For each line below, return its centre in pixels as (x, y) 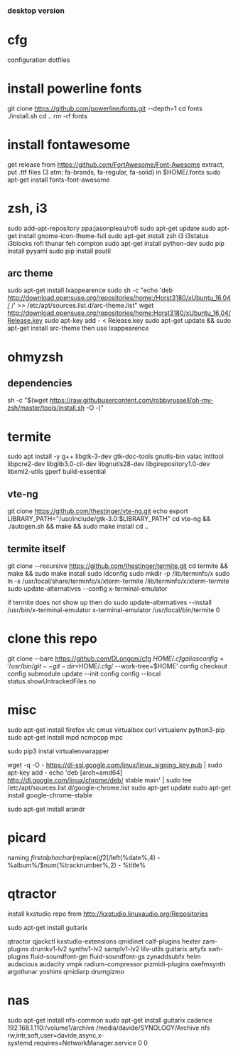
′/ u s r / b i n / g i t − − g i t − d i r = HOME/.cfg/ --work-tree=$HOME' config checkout (117, 666)
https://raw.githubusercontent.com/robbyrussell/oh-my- (131, 401)
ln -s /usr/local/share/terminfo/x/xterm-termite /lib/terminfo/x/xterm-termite (118, 581)
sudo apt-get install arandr (46, 809)
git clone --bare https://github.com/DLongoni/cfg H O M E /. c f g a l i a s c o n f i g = (116, 658)
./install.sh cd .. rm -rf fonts (47, 115)
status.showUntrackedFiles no (52, 681)
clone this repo (52, 639)
